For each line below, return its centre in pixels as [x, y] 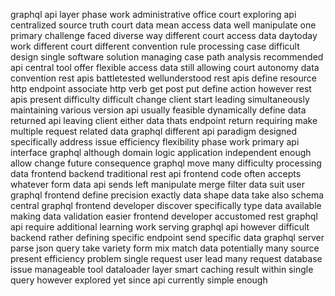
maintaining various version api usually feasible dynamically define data [158, 110]
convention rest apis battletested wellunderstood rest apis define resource [163, 78]
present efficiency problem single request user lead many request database [166, 258]
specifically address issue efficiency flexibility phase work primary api [155, 142]
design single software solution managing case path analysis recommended [167, 57]
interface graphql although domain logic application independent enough [161, 152]
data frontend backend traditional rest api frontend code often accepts [156, 173]
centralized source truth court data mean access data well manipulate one [163, 25]
